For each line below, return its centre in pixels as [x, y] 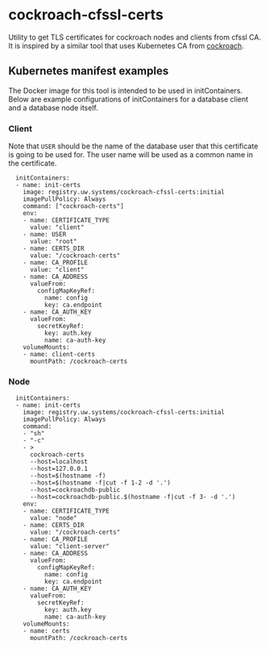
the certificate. [33, 164]
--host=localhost [59, 462]
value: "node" [54, 518]
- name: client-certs [59, 355]
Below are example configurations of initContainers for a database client [128, 99]
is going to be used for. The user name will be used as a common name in [131, 155]
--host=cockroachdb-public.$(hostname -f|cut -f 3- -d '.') [132, 497]
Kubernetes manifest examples [89, 71]
